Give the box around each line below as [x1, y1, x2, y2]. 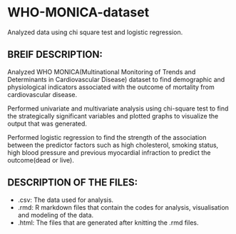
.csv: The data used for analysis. [17, 195, 114, 204]
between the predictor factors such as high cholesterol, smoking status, [7, 141, 219, 149]
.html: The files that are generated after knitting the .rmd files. [17, 218, 199, 227]
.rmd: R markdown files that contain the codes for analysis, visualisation [17, 203, 230, 211]
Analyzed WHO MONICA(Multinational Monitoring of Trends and [7, 67, 196, 76]
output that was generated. [7, 119, 88, 128]
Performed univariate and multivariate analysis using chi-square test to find [7, 104, 229, 113]
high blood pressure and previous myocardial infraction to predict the [7, 148, 211, 157]
